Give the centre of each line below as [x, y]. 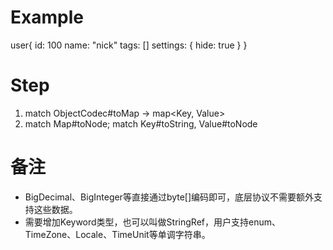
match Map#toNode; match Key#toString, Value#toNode [141, 123]
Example [47, 17]
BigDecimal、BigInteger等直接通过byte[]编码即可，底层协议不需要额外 [169, 197]
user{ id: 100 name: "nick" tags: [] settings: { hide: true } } [129, 45]
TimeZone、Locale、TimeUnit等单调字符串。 [117, 234]
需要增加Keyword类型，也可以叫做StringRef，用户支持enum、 [152, 222]
